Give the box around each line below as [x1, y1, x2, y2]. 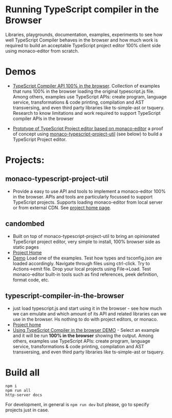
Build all [5, 367, 40, 378]
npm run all [5, 388, 31, 393]
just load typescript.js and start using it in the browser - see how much [12, 305, 162, 311]
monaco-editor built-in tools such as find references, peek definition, [12, 271, 159, 277]
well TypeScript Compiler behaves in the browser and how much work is [5, 37, 158, 43]
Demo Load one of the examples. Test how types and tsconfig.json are [12, 255, 162, 261]
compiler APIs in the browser [12, 115, 74, 122]
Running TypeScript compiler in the [5, 4, 159, 15]
